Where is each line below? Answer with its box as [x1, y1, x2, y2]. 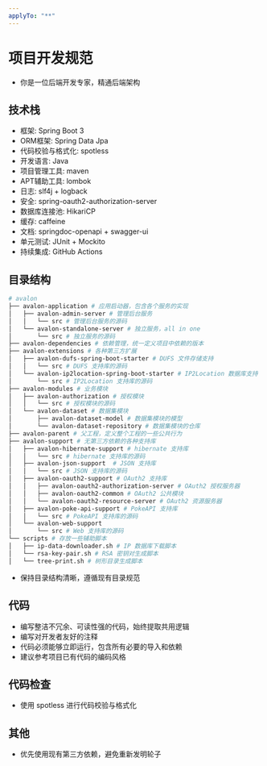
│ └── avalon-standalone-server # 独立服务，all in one [8, 324, 201, 333]
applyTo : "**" [8, 11, 56, 20]
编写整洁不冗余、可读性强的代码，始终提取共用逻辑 [19, 622, 190, 631]
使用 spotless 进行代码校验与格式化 [19, 701, 137, 710]
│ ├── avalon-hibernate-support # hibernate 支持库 [8, 444, 189, 452]
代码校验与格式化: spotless [19, 146, 109, 156]
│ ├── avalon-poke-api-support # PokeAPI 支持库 [8, 505, 179, 513]
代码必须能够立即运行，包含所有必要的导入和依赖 [19, 642, 183, 652]
